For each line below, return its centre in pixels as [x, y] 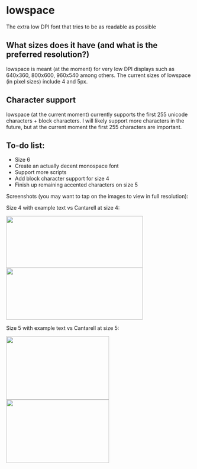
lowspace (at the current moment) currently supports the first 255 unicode [97, 114]
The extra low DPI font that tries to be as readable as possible [81, 27]
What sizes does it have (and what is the [82, 45]
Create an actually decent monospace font [67, 166]
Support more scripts [41, 172]
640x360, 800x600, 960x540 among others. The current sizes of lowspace [98, 75]
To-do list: [26, 145]
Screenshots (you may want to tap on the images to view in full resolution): [97, 197]
